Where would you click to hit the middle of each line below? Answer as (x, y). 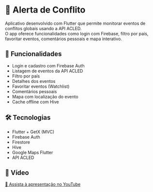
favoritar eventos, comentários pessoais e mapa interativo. (64, 39)
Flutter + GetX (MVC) (33, 132)
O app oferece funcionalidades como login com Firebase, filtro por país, (77, 33)
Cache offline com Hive (35, 102)
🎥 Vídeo (17, 172)
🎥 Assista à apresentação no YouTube (43, 184)
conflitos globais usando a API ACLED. (43, 28)
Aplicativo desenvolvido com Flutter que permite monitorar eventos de (75, 23)
